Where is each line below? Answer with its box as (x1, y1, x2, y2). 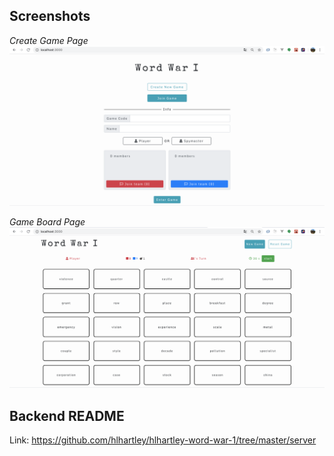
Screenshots (9, 8, 91, 25)
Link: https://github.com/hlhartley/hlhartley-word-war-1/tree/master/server (9, 434, 317, 446)
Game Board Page (9, 215, 86, 228)
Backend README (9, 407, 125, 424)
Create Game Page (9, 34, 89, 46)
